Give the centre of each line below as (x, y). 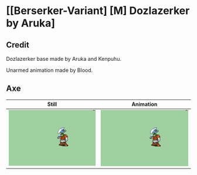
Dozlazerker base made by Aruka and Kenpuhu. (64, 59)
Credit (18, 45)
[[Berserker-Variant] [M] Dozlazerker (98, 11)
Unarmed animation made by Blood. (50, 70)
